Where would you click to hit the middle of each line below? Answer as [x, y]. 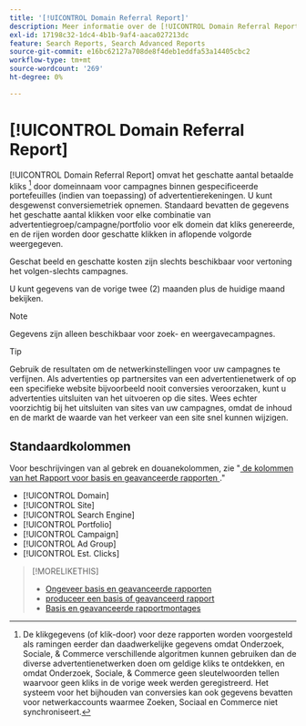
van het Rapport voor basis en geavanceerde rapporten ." [117, 478]
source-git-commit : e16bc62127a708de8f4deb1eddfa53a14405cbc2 [130, 52]
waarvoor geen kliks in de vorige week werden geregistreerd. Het [145, 683]
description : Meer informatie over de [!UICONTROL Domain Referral [140, 26]
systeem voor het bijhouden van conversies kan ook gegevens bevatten [158, 692]
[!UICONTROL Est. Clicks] [71, 554]
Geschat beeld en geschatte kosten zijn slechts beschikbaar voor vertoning [151, 261]
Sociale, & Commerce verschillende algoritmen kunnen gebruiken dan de [159, 654]
